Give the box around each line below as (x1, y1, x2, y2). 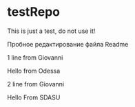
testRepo (7, 4, 61, 20)
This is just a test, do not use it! (7, 27, 96, 35)
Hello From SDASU (7, 93, 61, 102)
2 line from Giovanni (7, 80, 64, 88)
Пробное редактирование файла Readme (7, 40, 129, 48)
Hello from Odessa (7, 67, 61, 75)
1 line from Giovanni (7, 53, 63, 62)
